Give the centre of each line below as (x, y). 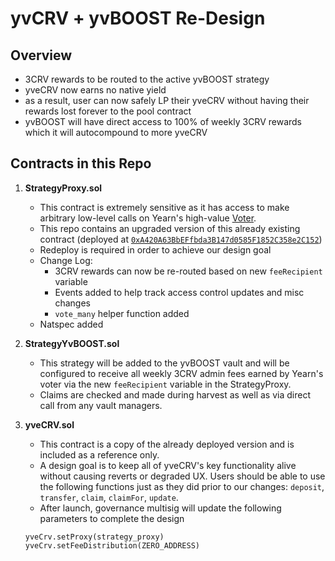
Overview (41, 55)
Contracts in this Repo (81, 163)
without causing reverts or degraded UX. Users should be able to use (182, 476)
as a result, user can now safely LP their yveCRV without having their (167, 100)
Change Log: (66, 260)
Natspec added (71, 324)
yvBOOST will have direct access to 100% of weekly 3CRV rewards (163, 121)
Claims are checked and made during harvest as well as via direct (175, 394)
